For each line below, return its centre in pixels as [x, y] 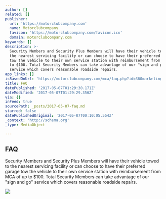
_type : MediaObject [25, 125]
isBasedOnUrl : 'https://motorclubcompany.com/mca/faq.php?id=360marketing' [85, 79]
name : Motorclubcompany [34, 28]
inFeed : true [19, 102]
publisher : [16, 19]
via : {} [13, 97]
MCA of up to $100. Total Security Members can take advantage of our [77, 177]
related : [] [17, 14]
